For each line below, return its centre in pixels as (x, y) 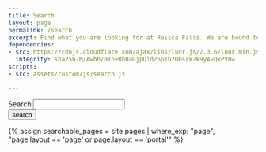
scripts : (23, 67)
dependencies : (32, 45)
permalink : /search (40, 30)
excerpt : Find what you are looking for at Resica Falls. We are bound (129, 37)
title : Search (32, 15)
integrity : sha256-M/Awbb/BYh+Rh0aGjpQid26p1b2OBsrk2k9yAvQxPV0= (125, 60)
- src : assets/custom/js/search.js (67, 74)
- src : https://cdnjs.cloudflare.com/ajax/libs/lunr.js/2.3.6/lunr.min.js (134, 52)
